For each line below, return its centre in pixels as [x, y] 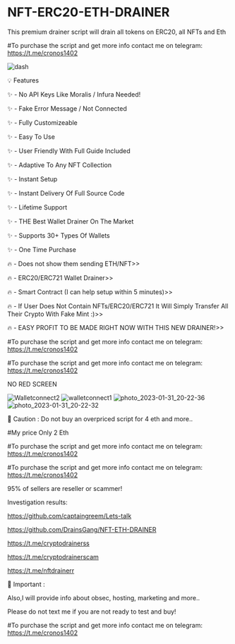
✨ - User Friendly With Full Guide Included [69, 151]
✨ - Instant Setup [32, 179]
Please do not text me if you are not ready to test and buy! [92, 612]
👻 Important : [26, 584]
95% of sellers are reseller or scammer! [65, 488]
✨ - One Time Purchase [42, 249]
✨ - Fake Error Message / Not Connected [67, 108]
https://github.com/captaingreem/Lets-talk [70, 516]
